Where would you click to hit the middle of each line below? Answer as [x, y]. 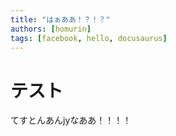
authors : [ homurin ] [51, 29]
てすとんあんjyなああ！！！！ [71, 120]
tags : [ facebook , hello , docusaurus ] [89, 38]
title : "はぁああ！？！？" [60, 19]
